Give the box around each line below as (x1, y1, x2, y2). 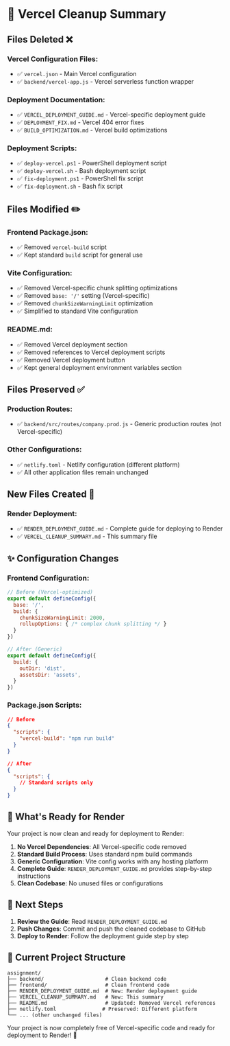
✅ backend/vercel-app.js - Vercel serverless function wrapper (16, 77, 194, 85)
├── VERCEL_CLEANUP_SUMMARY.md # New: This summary (7, 994, 164, 1001)
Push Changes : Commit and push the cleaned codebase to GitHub (16, 925, 206, 933)
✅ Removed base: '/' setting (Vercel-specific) (16, 292, 150, 300)
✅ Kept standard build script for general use (16, 251, 143, 259)
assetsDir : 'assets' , (19, 671, 81, 678)
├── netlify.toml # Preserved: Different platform (7, 1006, 197, 1013)
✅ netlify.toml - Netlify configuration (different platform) (16, 460, 180, 469)
